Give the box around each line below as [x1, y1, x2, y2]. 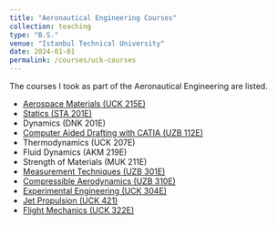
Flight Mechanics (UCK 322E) [22, 205, 135, 215]
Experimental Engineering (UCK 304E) [22, 186, 167, 196]
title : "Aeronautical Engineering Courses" [9, 13, 178, 23]
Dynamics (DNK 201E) [22, 118, 107, 128]
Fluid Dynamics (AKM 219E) [22, 147, 128, 158]
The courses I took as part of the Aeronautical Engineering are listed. [9, 81, 269, 91]
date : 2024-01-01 [9, 47, 76, 56]
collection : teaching [9, 22, 92, 31]
